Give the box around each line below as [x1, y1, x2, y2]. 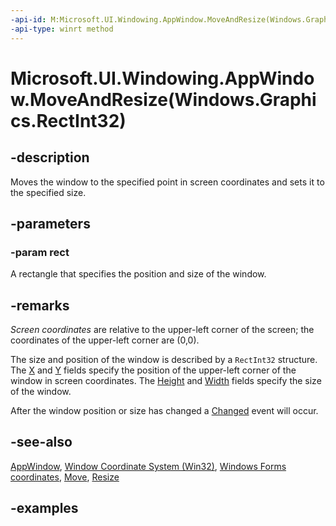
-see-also [10, 434, 73, 451]
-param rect [10, 245, 70, 259]
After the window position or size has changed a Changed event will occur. [10, 405, 319, 416]
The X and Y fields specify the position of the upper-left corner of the [10, 364, 297, 376]
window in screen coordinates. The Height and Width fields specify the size [10, 375, 322, 386]
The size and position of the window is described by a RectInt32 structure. [10, 354, 318, 365]
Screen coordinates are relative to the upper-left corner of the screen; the [10, 324, 315, 335]
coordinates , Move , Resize [10, 471, 120, 483]
